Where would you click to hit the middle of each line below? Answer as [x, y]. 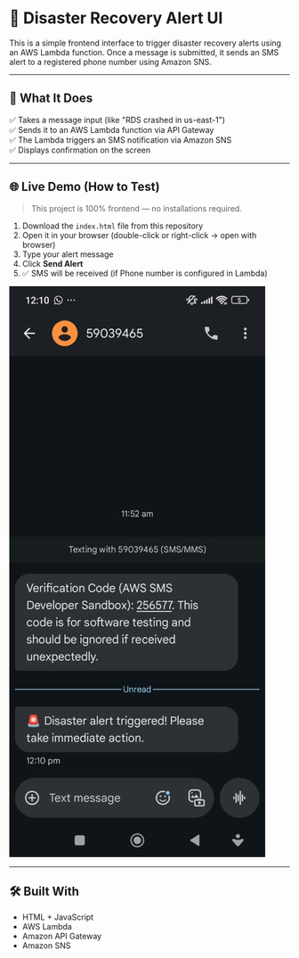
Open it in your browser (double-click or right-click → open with [139, 235]
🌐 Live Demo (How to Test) [85, 187]
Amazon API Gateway [62, 937]
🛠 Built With [44, 891]
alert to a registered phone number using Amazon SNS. [110, 62]
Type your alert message [68, 254]
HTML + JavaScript [58, 917]
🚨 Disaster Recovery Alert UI [116, 18]
